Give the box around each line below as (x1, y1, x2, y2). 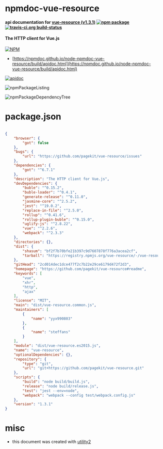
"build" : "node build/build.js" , (22, 379, 90, 385)
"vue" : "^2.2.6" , (22, 226, 57, 231)
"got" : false (22, 140, 49, 145)
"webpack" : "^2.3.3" (22, 231, 64, 236)
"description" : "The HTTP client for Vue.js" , (14, 176, 110, 181)
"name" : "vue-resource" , (14, 348, 64, 353)
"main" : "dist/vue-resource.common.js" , (14, 303, 97, 308)
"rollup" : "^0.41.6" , (22, 212, 66, 217)
